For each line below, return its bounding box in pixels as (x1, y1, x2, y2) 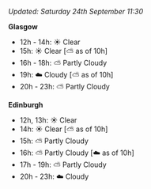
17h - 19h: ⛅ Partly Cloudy (19, 160, 107, 169)
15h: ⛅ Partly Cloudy (19, 136, 89, 146)
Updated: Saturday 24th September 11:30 (8, 7, 144, 16)
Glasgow (8, 22, 38, 31)
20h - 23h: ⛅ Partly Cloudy (19, 82, 111, 91)
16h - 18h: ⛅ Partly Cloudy (19, 59, 108, 67)
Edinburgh (8, 100, 43, 109)
